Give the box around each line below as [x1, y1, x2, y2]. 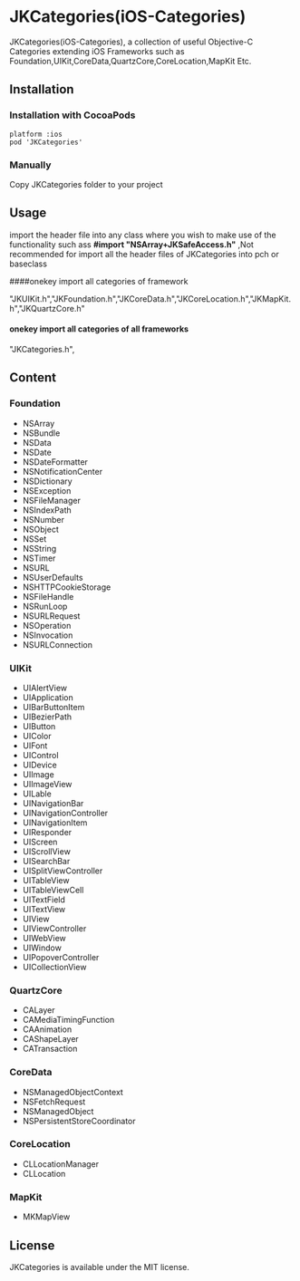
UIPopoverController [22, 951, 100, 962]
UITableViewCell [22, 884, 84, 895]
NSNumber [22, 514, 65, 525]
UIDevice [22, 759, 57, 770]
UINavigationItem [22, 817, 88, 828]
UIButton [22, 720, 56, 731]
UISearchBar [22, 855, 71, 866]
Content [9, 370, 57, 386]
